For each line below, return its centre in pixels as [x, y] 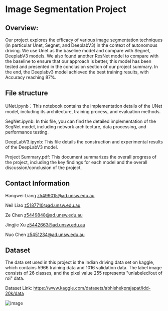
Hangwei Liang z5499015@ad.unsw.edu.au [50, 195]
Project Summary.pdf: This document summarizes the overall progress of [81, 157]
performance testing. [27, 132]
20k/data [15, 293]
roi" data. [15, 278]
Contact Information [38, 183]
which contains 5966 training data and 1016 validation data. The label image [83, 268]
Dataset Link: [19, 288]
